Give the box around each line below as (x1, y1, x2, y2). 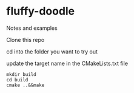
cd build (6, 77, 28, 83)
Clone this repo (6, 36, 45, 43)
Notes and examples (6, 24, 58, 32)
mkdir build (6, 71, 36, 77)
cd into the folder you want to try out (6, 47, 98, 55)
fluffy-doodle (6, 4, 75, 18)
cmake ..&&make (6, 82, 45, 88)
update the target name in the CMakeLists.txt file (6, 60, 129, 67)
